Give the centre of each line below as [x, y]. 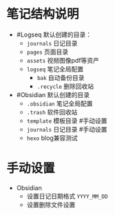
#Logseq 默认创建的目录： [54, 34]
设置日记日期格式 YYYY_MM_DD [67, 196]
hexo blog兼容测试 [52, 138]
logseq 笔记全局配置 [55, 69]
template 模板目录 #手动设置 [67, 121]
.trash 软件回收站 [52, 112]
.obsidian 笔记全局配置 [60, 103]
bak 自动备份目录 [61, 77]
